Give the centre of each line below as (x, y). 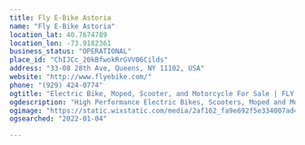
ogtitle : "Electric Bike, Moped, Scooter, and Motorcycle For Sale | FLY (152, 93)
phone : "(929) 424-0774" (56, 85)
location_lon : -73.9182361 (60, 43)
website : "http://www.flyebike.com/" (81, 77)
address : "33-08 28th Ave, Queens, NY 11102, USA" (107, 69)
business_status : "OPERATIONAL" (70, 52)
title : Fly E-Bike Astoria (60, 18)
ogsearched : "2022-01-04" (58, 119)
